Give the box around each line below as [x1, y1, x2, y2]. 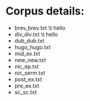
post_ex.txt [14, 76, 42, 83]
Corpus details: [5, 4, 85, 18]
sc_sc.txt [14, 88, 37, 96]
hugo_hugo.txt [14, 44, 51, 51]
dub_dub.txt [14, 37, 45, 44]
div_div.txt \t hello [14, 30, 59, 37]
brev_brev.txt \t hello [14, 24, 66, 31]
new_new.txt [14, 56, 47, 64]
